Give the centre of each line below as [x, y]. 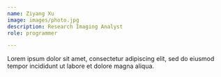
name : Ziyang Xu [31, 14]
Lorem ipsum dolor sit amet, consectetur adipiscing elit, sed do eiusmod [111, 59]
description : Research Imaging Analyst [65, 26]
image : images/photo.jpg [43, 20]
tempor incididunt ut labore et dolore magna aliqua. [81, 66]
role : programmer [32, 33]
